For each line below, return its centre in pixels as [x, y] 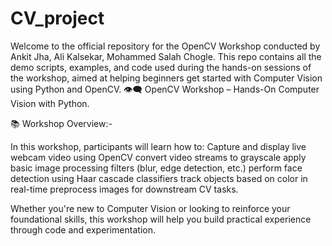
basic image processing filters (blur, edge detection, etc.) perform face [156, 168]
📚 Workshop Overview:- [61, 123]
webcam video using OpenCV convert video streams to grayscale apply [158, 157]
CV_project [57, 18]
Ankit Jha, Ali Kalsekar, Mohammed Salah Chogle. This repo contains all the [166, 56]
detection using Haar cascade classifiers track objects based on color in [159, 178]
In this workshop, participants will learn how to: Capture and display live [158, 146]
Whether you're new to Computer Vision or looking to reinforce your [150, 208]
